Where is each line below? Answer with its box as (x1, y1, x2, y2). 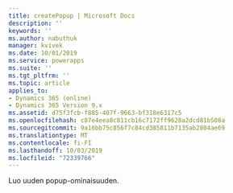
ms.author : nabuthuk (8, 34, 78, 43)
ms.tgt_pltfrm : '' (8, 72, 70, 80)
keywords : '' (8, 27, 52, 35)
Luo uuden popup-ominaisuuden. (8, 176, 119, 186)
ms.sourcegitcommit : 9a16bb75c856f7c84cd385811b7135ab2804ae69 (8, 124, 226, 132)
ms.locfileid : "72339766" (8, 154, 95, 162)
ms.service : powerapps (8, 57, 85, 65)
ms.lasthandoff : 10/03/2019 (8, 146, 103, 154)
